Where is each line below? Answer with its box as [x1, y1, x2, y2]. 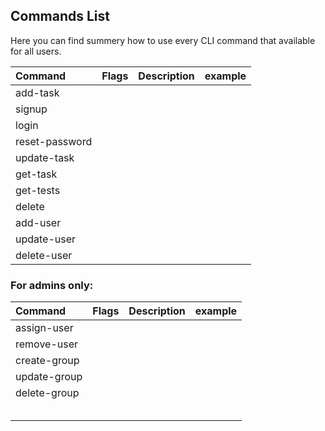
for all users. [10, 45, 62, 57]
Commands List [10, 8, 110, 25]
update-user [15, 232, 77, 246]
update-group [15, 370, 83, 384]
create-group [15, 354, 80, 368]
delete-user [15, 248, 73, 262]
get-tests [15, 183, 61, 197]
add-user [15, 215, 62, 229]
